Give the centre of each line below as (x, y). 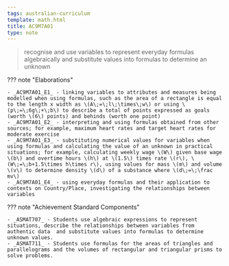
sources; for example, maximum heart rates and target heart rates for (111, 129)
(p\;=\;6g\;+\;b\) (33, 110)
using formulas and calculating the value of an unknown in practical (110, 147)
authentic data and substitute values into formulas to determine (106, 232)
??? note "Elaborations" (40, 80)
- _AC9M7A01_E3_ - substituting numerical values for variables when (109, 141)
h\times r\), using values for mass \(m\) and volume (144, 165)
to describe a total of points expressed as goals (136, 110)
